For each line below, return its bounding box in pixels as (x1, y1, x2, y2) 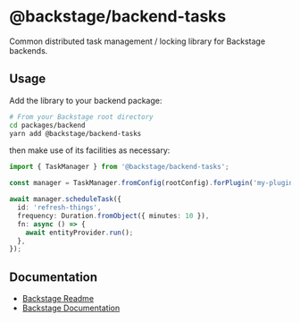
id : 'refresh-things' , (17, 203, 102, 212)
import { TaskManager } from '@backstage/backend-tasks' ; (9, 163, 229, 172)
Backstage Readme (21, 293, 95, 304)
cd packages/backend (9, 121, 87, 130)
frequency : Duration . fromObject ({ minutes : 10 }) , (17, 211, 210, 220)
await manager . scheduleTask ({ (9, 195, 122, 204)
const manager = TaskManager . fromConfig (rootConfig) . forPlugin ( (9, 179, 254, 188)
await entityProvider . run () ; (25, 228, 134, 237)
